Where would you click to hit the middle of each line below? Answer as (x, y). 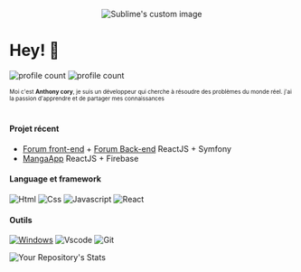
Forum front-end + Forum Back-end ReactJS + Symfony (127, 148)
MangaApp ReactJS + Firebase (80, 158)
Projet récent (34, 129)
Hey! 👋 (35, 51)
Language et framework (56, 179)
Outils (21, 220)
